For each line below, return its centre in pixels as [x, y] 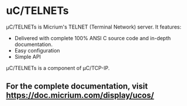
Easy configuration [37, 50]
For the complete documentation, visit [77, 86]
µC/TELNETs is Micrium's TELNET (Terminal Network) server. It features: [94, 27]
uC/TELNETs [37, 11]
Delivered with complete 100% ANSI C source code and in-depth [93, 38]
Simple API [27, 56]
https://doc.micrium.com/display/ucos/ [80, 95]
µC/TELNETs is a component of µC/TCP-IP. [58, 68]
